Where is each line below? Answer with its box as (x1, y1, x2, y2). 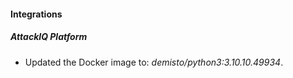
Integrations (10, 8, 63, 20)
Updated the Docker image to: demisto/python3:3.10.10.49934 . (24, 56, 284, 68)
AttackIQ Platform (10, 31, 88, 43)
